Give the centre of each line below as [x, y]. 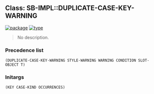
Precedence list [24, 50]
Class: [15, 8]
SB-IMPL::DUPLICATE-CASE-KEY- [80, 8]
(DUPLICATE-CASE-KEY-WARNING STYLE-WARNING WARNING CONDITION [71, 61]
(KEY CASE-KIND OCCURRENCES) [35, 88]
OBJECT [12, 65]
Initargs [15, 77]
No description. [33, 37]
